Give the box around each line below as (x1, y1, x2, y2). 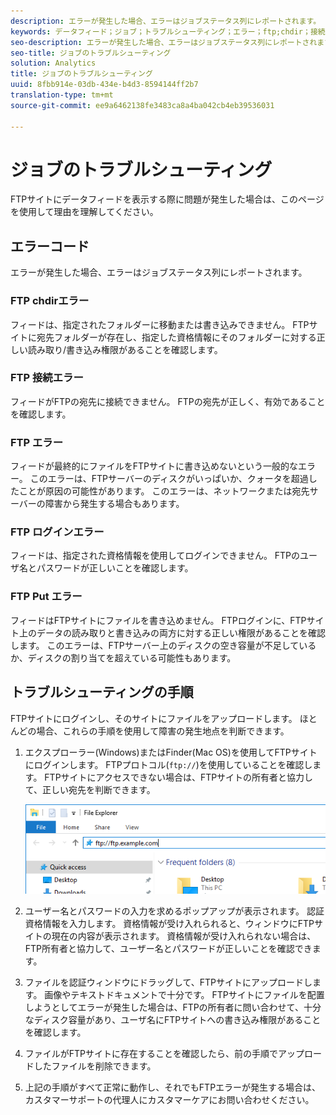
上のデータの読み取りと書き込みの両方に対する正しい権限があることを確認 (18, 626, 326, 639)
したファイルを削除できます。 (33, 1060, 157, 1072)
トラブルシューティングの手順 (10, 684, 194, 701)
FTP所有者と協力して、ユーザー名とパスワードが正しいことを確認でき (24, 942, 313, 954)
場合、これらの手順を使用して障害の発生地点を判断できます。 (36, 725, 290, 737)
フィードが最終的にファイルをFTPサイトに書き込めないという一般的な (10, 460, 298, 472)
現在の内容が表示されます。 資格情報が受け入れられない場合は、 (51, 930, 317, 942)
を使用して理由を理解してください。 (10, 206, 159, 218)
